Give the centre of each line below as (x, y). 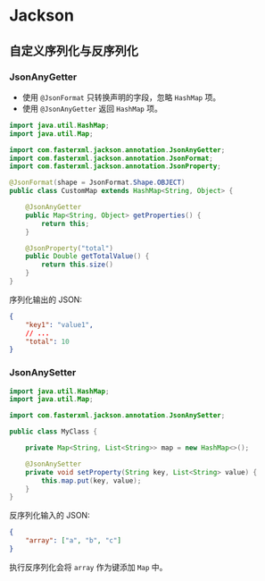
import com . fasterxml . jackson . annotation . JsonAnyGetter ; (117, 150)
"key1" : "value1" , (59, 324)
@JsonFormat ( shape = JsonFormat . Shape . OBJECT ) (97, 183)
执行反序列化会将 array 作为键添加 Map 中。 (88, 567)
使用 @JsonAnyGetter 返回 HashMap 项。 (92, 108)
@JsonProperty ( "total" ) (70, 248)
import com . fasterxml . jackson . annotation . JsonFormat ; (112, 158)
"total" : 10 (47, 341)
